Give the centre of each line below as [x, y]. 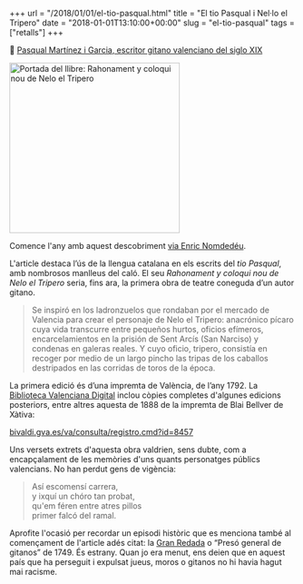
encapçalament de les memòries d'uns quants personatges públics [135, 459]
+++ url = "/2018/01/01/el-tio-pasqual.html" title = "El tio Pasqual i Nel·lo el [149, 13]
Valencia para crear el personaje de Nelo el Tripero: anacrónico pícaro [163, 320]
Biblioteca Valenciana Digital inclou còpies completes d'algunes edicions [145, 395]
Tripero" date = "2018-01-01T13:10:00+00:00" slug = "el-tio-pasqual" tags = [152, 23]
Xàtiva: [22, 414]
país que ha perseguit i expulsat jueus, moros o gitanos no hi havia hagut [146, 562]
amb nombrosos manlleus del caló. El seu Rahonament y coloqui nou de [144, 273]
